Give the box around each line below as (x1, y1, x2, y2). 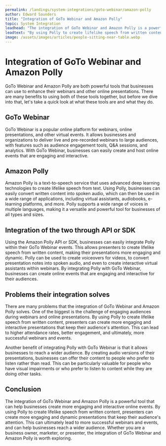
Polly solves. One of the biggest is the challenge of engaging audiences (5, 309, 151, 315)
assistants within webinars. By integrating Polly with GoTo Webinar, (5, 265, 142, 271)
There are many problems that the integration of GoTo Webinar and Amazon (5, 303, 160, 309)
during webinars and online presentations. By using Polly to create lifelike (5, 314, 155, 320)
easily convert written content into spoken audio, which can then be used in (5, 191, 160, 197)
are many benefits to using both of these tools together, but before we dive (5, 94, 158, 99)
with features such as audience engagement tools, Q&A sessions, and (5, 142, 148, 148)
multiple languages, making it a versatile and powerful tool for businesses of (5, 206, 161, 212)
